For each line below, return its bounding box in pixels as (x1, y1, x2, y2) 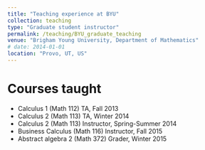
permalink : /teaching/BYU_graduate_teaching (7, 30, 142, 38)
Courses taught (7, 81, 102, 97)
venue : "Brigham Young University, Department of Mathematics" (7, 37, 199, 44)
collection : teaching (7, 17, 72, 24)
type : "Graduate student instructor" (7, 23, 120, 31)
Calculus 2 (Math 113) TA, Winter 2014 (17, 112, 130, 120)
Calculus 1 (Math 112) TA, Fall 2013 (17, 104, 119, 112)
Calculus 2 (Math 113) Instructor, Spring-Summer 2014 (17, 119, 177, 128)
